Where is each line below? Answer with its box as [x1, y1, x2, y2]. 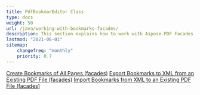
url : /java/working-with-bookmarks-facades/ [6, 25, 119, 32]
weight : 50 [6, 20, 33, 26]
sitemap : [6, 42, 28, 48]
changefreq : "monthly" [17, 48, 73, 54]
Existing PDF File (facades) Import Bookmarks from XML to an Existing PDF [6, 76, 191, 83]
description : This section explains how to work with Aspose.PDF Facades [6, 31, 194, 37]
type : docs [6, 14, 33, 20]
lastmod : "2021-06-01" [6, 36, 63, 42]
